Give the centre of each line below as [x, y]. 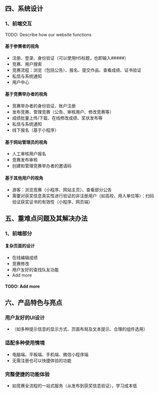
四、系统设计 [24, 9]
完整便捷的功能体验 [27, 374]
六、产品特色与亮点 [34, 303]
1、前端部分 [19, 233]
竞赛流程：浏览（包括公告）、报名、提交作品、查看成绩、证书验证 [77, 70]
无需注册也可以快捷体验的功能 [42, 361]
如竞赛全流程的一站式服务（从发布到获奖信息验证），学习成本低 [74, 385]
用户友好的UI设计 [25, 317]
